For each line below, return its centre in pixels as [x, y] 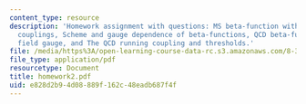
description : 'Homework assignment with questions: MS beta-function [144, 26]
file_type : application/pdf [63, 60]
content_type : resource [55, 18]
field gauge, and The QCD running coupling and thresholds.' [136, 43]
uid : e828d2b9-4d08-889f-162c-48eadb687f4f [93, 85]
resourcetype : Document [55, 69]
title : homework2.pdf [51, 77]
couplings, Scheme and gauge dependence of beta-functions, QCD [142, 34]
